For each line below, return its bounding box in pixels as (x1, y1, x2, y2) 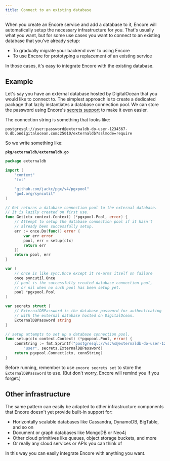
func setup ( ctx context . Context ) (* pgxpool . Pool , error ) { (5, 336, 133, 342)
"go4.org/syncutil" (14, 191, 56, 196)
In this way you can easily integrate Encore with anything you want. (5, 450, 146, 456)
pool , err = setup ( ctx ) (23, 238, 73, 243)
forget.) (5, 375, 21, 381)
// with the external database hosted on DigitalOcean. (14, 313, 135, 318)
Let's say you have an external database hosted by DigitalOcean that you (5, 91, 158, 97)
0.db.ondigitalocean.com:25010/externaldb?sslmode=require (5, 131, 133, 136)
